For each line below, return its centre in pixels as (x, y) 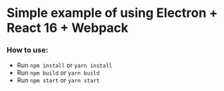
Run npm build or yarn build (58, 73)
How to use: (27, 50)
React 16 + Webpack (68, 28)
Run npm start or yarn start (58, 80)
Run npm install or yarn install (64, 66)
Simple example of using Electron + (112, 13)
